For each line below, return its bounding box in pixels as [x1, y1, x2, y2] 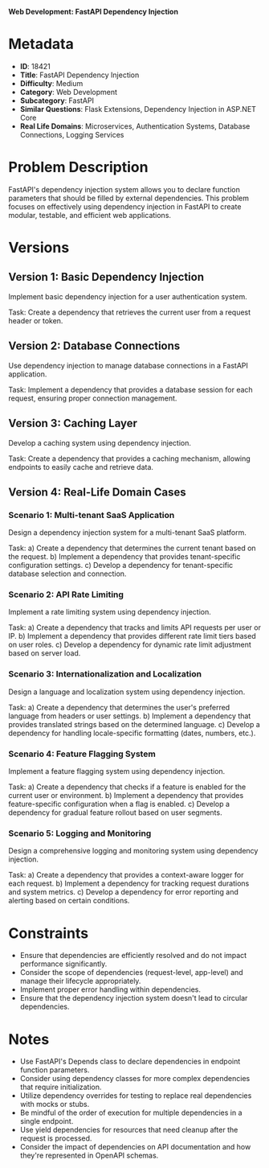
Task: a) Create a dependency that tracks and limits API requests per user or [8, 623, 261, 632]
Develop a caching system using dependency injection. [8, 438, 191, 447]
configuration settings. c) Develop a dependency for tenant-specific [8, 561, 234, 570]
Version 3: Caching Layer [8, 417, 138, 430]
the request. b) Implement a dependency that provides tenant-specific [8, 552, 241, 561]
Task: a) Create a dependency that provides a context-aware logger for [8, 870, 244, 880]
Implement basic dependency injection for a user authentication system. [8, 291, 247, 301]
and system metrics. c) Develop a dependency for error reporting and [8, 887, 239, 897]
